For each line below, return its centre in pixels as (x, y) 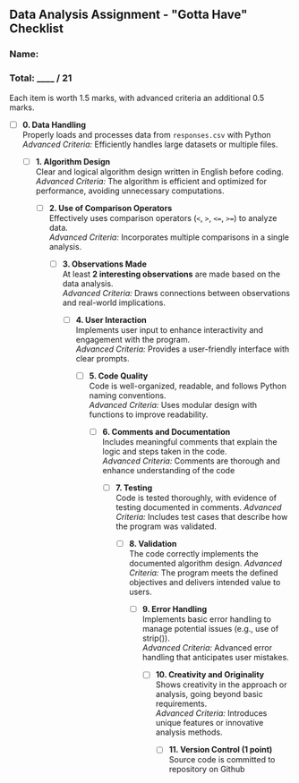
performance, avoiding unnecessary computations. (130, 191)
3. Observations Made (105, 264)
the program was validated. (166, 526)
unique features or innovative (209, 723)
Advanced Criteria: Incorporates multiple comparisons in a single (169, 237)
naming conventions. (128, 395)
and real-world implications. (114, 302)
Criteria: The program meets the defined (204, 573)
